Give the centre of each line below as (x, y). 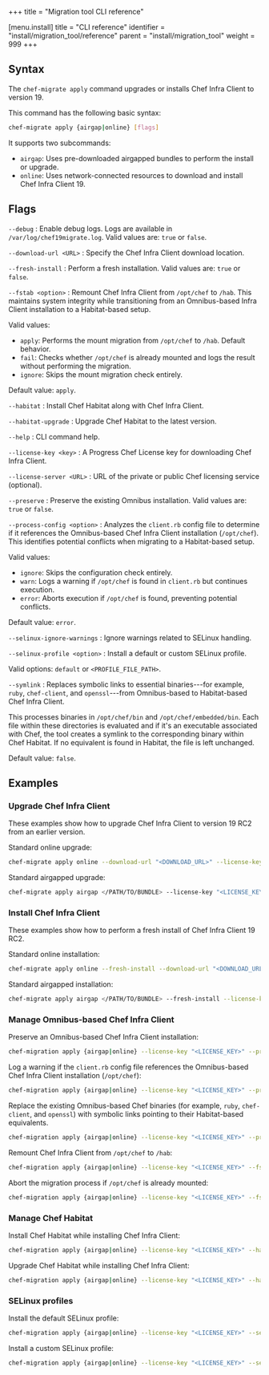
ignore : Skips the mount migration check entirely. (101, 374)
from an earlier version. (47, 832)
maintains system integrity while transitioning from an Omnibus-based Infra (133, 301)
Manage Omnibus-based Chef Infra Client (91, 1020)
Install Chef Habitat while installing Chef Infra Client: (94, 1235)
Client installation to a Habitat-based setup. (80, 309)
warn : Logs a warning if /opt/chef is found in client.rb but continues (134, 581)
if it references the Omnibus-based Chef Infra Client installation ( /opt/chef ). (133, 533)
